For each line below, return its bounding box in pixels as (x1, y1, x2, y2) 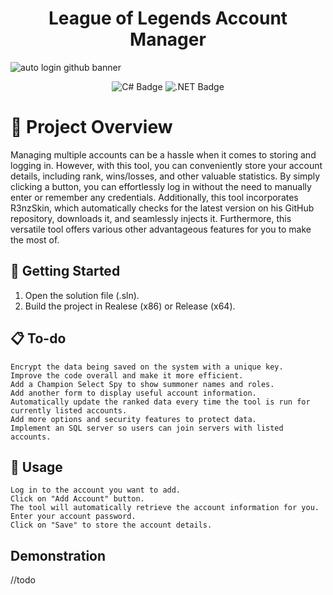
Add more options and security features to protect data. (10, 414, 257, 424)
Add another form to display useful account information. (10, 388, 257, 398)
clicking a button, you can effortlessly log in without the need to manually (10, 180, 312, 192)
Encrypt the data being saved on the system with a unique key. (10, 362, 284, 372)
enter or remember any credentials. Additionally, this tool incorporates (10, 191, 299, 203)
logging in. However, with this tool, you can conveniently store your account (10, 159, 323, 171)
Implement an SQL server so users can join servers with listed (10, 423, 284, 433)
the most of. (10, 233, 60, 246)
